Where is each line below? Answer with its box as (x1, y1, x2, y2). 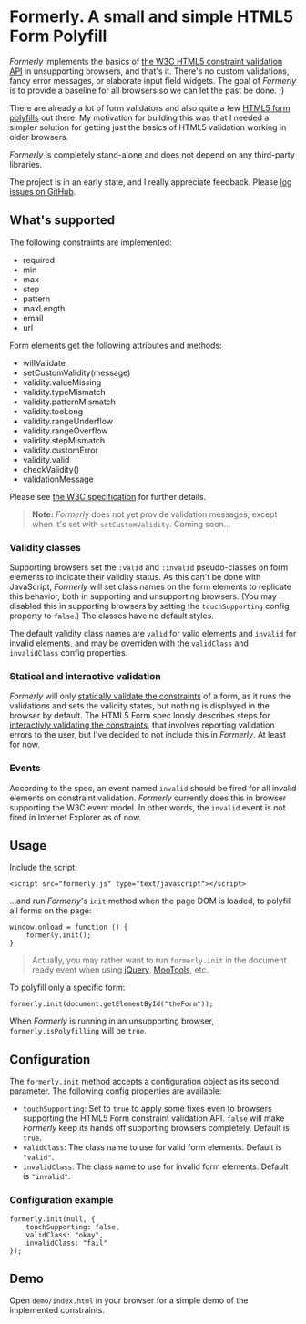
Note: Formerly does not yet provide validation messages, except (31, 508, 278, 520)
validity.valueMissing (22, 376, 102, 388)
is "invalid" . (22, 1171, 71, 1182)
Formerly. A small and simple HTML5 (9, 6, 294, 27)
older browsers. (9, 131, 69, 142)
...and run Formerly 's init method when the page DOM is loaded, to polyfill (9, 895, 292, 907)
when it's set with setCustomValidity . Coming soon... (31, 518, 231, 529)
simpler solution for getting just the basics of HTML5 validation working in (9, 121, 287, 133)
